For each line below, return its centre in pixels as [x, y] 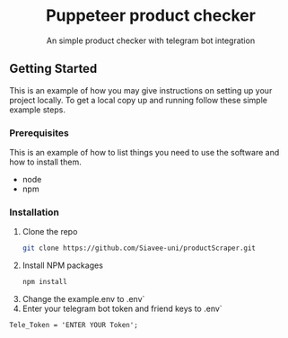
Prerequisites [39, 133]
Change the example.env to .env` [83, 299]
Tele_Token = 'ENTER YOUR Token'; [74, 325]
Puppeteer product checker [151, 16]
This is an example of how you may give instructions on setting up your [141, 90]
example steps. [37, 110]
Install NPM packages [62, 265]
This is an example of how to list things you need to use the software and [144, 153]
